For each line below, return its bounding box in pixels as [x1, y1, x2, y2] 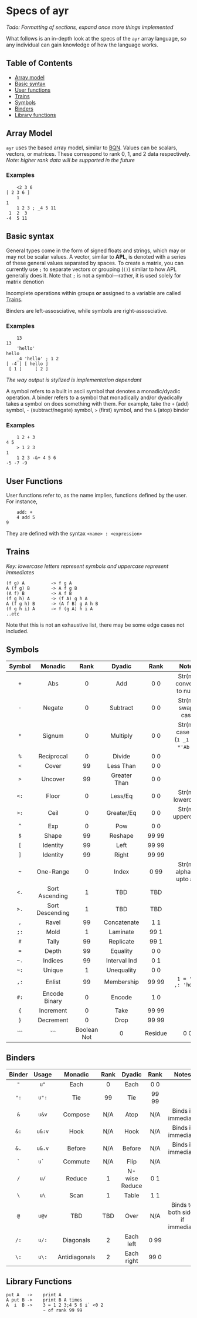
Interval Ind [106, 956, 137, 965]
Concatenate [103, 918, 140, 926]
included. [6, 627, 29, 634]
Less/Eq [110, 792, 133, 800]
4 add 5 [16, 514, 35, 521]
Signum [42, 731, 64, 740]
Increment [39, 1006, 67, 1015]
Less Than [107, 761, 136, 770]
